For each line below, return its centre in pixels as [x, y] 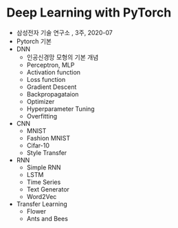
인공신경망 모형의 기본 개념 [63, 57]
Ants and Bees [47, 218]
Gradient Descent [52, 87]
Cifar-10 [38, 145]
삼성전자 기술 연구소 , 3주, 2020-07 [64, 32]
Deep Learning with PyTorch [89, 13]
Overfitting [42, 116]
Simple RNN [44, 167]
